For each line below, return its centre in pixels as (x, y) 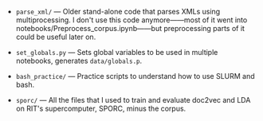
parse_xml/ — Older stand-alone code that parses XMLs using (118, 12)
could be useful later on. (56, 37)
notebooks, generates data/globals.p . (79, 60)
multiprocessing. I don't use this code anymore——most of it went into (131, 20)
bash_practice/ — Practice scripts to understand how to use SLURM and (135, 76)
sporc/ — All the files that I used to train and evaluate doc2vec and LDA (133, 100)
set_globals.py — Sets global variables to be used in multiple (117, 52)
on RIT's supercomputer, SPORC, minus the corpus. (101, 108)
